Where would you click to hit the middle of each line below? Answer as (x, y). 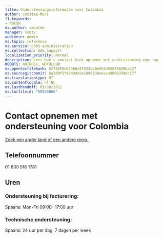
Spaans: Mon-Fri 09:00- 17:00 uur (39, 207)
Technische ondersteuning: (39, 219)
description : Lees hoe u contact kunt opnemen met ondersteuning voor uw (82, 60)
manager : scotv (20, 32)
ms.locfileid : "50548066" (31, 92)
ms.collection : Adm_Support (34, 50)
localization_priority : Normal (37, 55)
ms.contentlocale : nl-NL (30, 82)
